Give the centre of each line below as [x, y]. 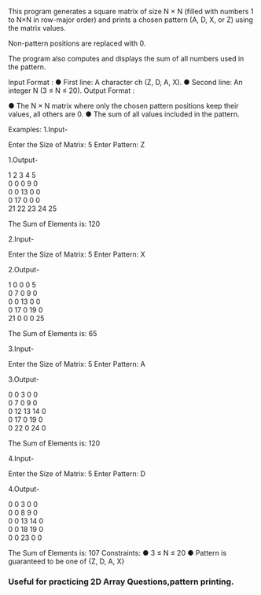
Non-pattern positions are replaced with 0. [77, 43]
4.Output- [24, 489]
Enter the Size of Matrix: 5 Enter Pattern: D [77, 474]
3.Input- [21, 349]
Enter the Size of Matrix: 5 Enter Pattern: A [77, 364]
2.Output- [24, 270]
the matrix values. [37, 28]
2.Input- [21, 239]
